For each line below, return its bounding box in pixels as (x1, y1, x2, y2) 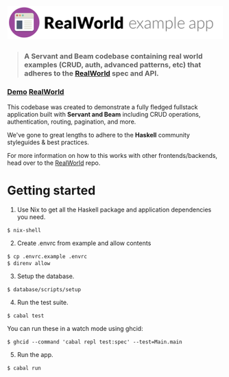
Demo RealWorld (7, 87, 64, 97)
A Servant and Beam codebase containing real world (23, 52, 204, 61)
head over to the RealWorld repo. (7, 159, 101, 167)
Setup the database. (16, 272, 75, 280)
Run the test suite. (16, 298, 69, 306)
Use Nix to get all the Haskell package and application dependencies (16, 205, 212, 214)
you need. (16, 212, 46, 221)
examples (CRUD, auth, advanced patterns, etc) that (23, 60, 202, 70)
